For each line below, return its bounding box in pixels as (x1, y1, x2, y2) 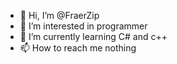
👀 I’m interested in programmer (19, 20, 148, 32)
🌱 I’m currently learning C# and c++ (19, 31, 168, 42)
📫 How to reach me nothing (19, 42, 137, 54)
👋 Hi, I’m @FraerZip (19, 10, 100, 21)
